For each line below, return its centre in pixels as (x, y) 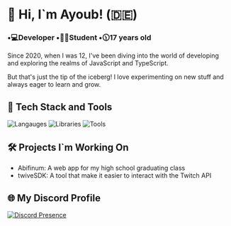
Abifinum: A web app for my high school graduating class (101, 168)
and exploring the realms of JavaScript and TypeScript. (88, 63)
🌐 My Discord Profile (54, 198)
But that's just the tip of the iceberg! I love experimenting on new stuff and (116, 77)
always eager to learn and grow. (54, 85)
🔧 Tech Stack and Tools (60, 107)
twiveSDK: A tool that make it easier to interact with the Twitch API (114, 176)
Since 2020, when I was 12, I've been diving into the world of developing (113, 55)
